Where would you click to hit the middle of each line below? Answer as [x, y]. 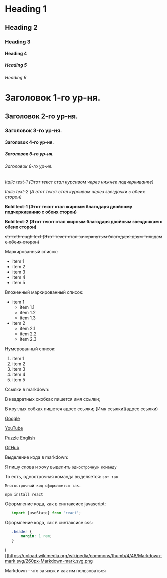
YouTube [14, 428]
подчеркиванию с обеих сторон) [41, 212]
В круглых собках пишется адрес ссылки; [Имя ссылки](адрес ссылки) [82, 409]
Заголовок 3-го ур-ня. [34, 130]
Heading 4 [16, 54]
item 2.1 [28, 328]
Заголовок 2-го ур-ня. [42, 116]
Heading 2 [22, 28]
